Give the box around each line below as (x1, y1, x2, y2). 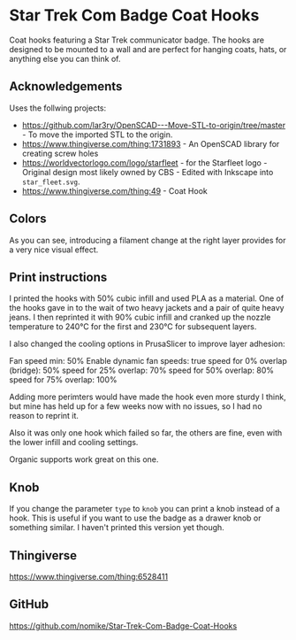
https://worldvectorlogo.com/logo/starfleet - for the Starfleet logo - (21, 157, 268, 168)
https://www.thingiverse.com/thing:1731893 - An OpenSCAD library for (21, 138, 280, 149)
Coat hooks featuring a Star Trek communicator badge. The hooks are (9, 35, 265, 45)
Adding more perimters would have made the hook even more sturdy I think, (9, 391, 286, 403)
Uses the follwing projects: (9, 103, 107, 113)
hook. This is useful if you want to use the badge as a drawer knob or (9, 513, 262, 523)
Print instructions (9, 269, 108, 284)
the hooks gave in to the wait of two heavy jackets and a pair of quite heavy (9, 303, 285, 313)
